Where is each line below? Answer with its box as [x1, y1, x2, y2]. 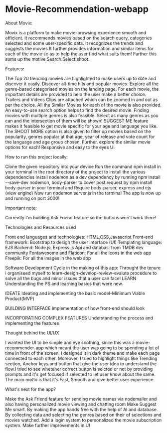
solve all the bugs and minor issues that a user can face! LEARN [5, 275, 137, 281]
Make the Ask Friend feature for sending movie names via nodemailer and [5, 396, 157, 402]
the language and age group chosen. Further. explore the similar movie [5, 139, 151, 145]
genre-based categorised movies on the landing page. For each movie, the [5, 86, 159, 92]
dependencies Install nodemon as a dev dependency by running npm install [5, 174, 161, 180]
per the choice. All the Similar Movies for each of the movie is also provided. [5, 102, 162, 108]
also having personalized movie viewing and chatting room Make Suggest [5, 401, 157, 407]
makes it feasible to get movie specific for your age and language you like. [5, 123, 158, 129]
